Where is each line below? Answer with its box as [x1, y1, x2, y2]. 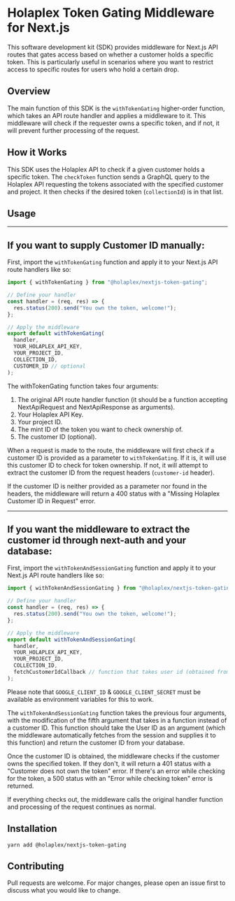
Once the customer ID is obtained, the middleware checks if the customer [7, 751, 220, 760]
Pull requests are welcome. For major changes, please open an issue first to [7, 879, 226, 887]
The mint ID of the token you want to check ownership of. [17, 425, 183, 433]
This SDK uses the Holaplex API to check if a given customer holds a [7, 165, 205, 173]
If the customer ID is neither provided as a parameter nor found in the [7, 482, 208, 490]
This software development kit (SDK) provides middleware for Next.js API [7, 43, 218, 51]
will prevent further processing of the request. [7, 126, 140, 134]
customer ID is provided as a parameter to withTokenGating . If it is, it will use [7, 453, 227, 462]
